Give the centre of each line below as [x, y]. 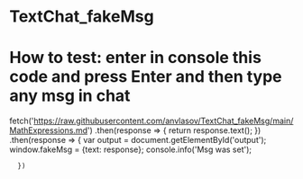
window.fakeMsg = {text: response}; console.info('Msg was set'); [131, 149]
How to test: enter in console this [135, 58]
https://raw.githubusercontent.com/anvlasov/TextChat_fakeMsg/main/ [163, 121]
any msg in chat [70, 96]
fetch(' [22, 121]
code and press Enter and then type [146, 77]
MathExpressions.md [49, 130]
